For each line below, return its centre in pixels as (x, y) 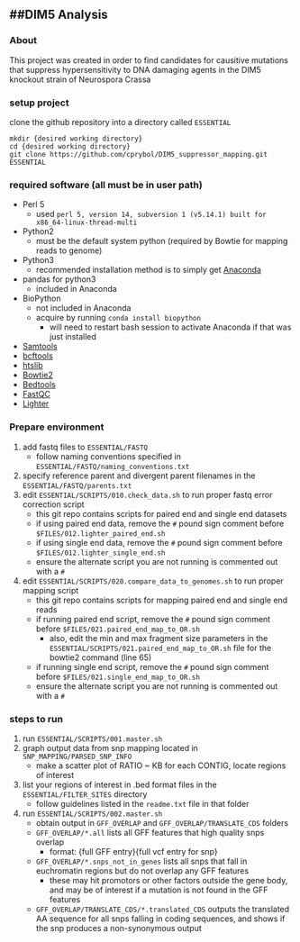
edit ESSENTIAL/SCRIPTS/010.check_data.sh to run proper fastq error (147, 494)
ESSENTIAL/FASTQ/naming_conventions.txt (113, 466)
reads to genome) (69, 250)
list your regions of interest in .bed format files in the (120, 784)
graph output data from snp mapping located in (110, 747)
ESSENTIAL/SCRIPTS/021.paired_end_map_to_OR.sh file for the (160, 648)
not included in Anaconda (83, 308)
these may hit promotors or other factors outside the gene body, (168, 880)
